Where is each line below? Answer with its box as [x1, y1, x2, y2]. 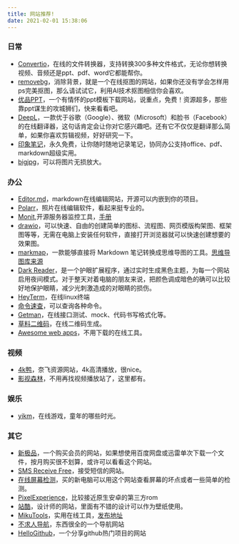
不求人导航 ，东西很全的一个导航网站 [17, 520, 125, 528]
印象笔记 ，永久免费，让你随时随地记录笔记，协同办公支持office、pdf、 [17, 140, 226, 148]
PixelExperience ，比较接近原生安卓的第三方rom [17, 493, 158, 501]
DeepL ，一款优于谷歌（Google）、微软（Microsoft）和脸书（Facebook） [17, 113, 231, 121]
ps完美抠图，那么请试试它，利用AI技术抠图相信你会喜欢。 [17, 86, 188, 95]
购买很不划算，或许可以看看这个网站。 [42, 457, 156, 466]
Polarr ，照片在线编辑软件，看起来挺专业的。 [17, 204, 148, 212]
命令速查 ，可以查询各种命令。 [17, 302, 106, 310]
